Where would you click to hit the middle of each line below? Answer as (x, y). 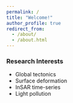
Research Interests (35, 61)
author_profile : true (34, 23)
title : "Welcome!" (30, 18)
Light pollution (33, 94)
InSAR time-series (38, 87)
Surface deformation (41, 81)
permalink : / (23, 12)
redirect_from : (26, 29)
